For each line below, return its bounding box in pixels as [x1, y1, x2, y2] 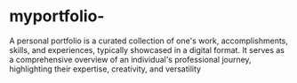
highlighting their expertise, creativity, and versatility [9, 64, 202, 74]
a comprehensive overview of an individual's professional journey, [9, 54, 252, 64]
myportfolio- [9, 6, 105, 26]
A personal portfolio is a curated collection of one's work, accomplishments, [9, 35, 289, 46]
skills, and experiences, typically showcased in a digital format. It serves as [9, 44, 285, 55]
